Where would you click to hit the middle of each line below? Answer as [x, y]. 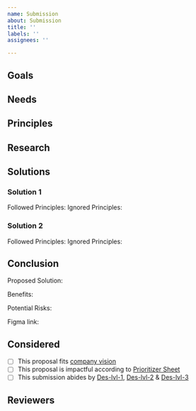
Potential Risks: [30, 308]
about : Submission [34, 21]
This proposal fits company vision [67, 361]
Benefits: [21, 295]
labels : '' [23, 34]
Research [29, 147]
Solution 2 [25, 226]
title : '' [22, 27]
